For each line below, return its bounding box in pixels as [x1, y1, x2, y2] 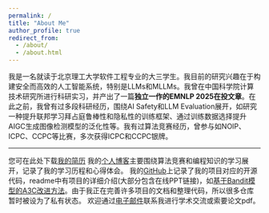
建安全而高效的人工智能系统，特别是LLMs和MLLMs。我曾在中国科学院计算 [8, 81, 255, 91]
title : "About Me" [8, 19, 70, 27]
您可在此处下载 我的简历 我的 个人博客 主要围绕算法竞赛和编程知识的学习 [8, 156, 242, 165]
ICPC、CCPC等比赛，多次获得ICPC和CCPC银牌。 [8, 132, 173, 140]
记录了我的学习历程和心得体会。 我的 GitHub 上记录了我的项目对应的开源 [22, 166, 258, 176]
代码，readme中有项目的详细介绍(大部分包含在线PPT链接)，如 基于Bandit [8, 176, 249, 185]
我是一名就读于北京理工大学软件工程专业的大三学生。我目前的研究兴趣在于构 [8, 72, 261, 81]
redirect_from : [8, 34, 59, 42]
